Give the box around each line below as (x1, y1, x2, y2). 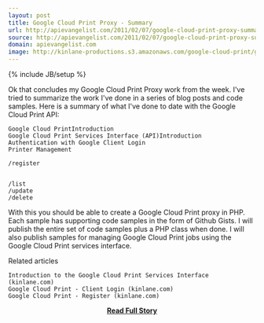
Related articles (8, 256, 59, 266)
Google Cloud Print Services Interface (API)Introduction (8, 132, 202, 140)
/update (8, 187, 34, 195)
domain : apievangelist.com (8, 41, 97, 49)
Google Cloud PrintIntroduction (8, 125, 114, 133)
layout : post (8, 11, 51, 20)
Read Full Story (106, 306, 158, 315)
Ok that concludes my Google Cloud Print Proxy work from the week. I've (8, 85, 245, 94)
